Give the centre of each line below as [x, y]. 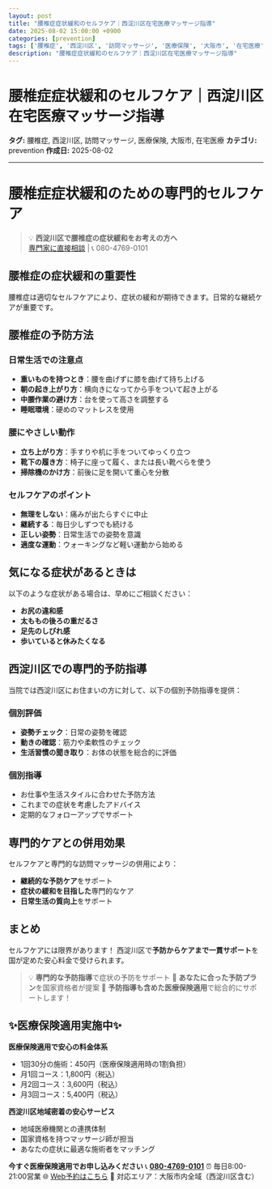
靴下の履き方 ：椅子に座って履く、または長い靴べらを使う [116, 461]
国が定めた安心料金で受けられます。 [68, 960]
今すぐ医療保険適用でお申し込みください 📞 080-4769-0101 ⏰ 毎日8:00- [127, 1166]
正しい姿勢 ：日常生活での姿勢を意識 [81, 534]
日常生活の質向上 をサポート [66, 901]
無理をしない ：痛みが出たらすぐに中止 [84, 514]
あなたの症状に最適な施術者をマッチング [87, 1149]
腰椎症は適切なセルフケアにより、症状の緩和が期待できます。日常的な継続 [132, 297]
